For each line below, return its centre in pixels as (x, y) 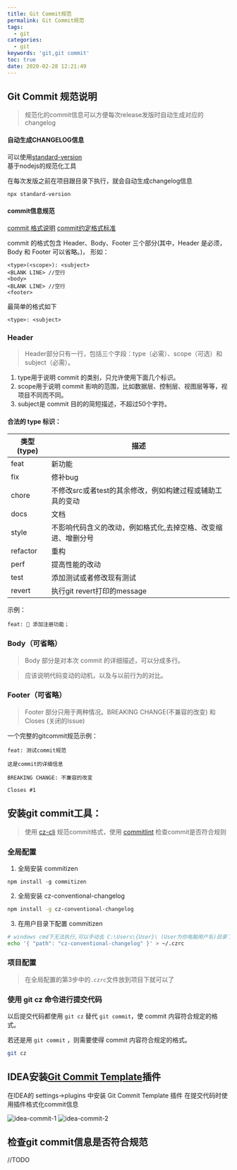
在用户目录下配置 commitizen (60, 923)
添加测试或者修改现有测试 (93, 578)
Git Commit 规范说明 (52, 97)
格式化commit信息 (52, 1104)
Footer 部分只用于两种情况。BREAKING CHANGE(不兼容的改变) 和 (120, 712)
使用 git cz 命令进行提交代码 (55, 999)
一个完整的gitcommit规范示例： (53, 736)
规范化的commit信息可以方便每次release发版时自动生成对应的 (114, 115)
